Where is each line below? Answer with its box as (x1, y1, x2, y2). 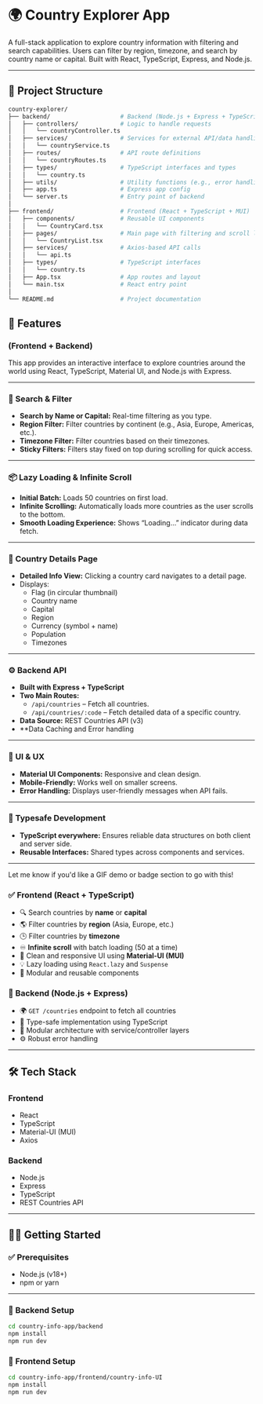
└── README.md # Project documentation (8, 295, 201, 303)
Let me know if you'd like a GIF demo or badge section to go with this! (8, 869, 234, 879)
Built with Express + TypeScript (19, 682, 124, 692)
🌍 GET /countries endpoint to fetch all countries (19, 1006, 177, 1015)
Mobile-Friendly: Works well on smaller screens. (19, 777, 178, 787)
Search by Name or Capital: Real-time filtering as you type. (19, 411, 212, 421)
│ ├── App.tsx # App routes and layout (8, 272, 201, 281)
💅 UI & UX (8, 751, 45, 762)
